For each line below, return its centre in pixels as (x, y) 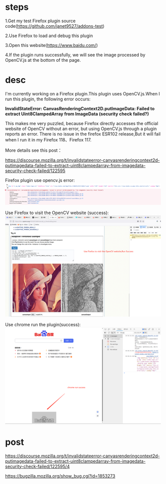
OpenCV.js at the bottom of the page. (43, 60)
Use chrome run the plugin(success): (43, 324)
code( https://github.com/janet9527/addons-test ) (55, 26)
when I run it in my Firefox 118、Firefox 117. (48, 139)
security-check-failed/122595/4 (38, 466)
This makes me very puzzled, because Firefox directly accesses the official (82, 123)
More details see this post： (34, 150)
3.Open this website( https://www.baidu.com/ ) (51, 45)
